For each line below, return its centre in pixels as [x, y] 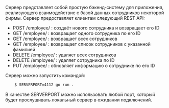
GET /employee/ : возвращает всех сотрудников [65, 39]
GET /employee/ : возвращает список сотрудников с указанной [81, 44]
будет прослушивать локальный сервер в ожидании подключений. [79, 100]
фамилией [24, 49]
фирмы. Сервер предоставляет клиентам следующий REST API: [75, 18]
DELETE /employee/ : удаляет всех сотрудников [64, 55]
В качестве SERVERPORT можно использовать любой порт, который [80, 94]
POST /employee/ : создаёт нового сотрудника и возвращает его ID [86, 28]
